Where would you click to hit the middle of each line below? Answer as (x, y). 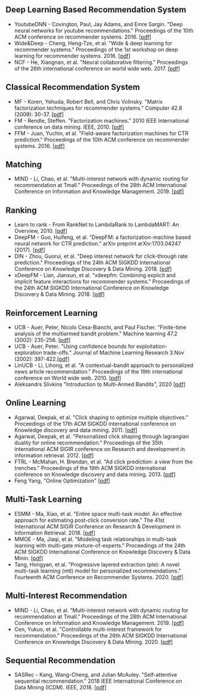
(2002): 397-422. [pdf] (42, 359)
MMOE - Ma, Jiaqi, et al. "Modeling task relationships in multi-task (95, 539)
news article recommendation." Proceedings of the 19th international (98, 372)
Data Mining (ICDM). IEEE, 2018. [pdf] (60, 687)
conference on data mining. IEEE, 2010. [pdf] (69, 127)
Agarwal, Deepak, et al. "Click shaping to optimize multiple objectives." (101, 417)
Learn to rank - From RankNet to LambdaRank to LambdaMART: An (97, 225)
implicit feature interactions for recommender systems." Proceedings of (102, 282)
